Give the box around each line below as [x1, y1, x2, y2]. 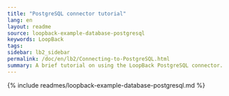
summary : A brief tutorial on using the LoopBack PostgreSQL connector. [7, 62, 223, 69]
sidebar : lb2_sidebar [7, 49, 71, 56]
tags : [7, 42, 23, 49]
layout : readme [7, 23, 52, 30]
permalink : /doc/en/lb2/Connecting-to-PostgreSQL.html [7, 56, 170, 63]
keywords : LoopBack [7, 36, 64, 43]
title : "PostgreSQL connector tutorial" [7, 10, 127, 17]
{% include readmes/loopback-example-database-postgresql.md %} [7, 81, 206, 89]
